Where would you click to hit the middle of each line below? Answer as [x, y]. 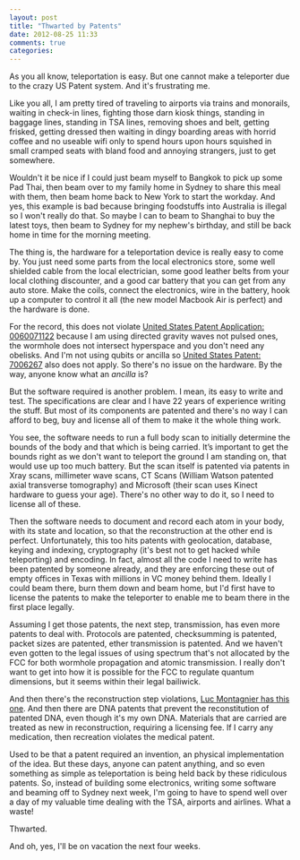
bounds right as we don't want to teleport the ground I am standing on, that [148, 457]
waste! [21, 812]
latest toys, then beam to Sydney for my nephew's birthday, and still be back [150, 226]
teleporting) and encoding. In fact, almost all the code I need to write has [143, 560]
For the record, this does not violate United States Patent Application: [137, 327]
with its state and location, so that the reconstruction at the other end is [141, 531]
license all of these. [45, 504]
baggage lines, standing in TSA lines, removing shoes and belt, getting [140, 123]
